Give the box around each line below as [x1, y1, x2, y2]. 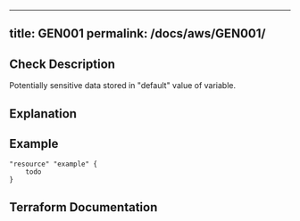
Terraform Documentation [9, 200, 158, 215]
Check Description [9, 56, 116, 71]
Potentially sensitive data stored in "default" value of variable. [9, 80, 237, 91]
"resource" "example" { [9, 160, 98, 169]
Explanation [9, 106, 78, 121]
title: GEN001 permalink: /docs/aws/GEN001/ [9, 26, 266, 41]
